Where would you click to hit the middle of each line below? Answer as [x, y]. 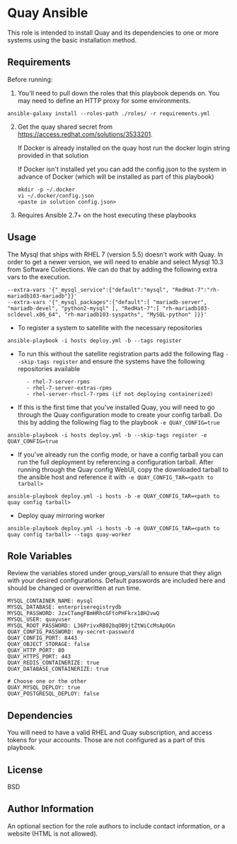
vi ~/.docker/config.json [56, 196]
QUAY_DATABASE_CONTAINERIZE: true [58, 669]
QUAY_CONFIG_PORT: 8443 [42, 638]
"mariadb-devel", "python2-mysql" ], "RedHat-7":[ [83, 308]
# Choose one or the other [47, 681]
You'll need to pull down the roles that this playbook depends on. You [118, 93]
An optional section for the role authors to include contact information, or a [116, 826]
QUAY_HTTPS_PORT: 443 [39, 657]
